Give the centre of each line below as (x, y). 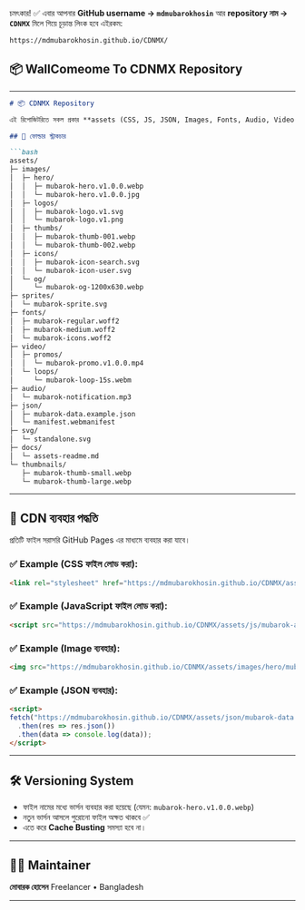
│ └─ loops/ (34, 372)
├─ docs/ (26, 448)
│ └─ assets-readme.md (54, 456)
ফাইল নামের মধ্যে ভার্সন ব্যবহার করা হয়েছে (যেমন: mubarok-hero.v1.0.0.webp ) (138, 807)
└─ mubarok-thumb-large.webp (76, 481)
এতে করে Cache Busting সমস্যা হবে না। (84, 827)
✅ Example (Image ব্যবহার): (65, 648)
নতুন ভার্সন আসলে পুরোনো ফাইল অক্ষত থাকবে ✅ (86, 817)
